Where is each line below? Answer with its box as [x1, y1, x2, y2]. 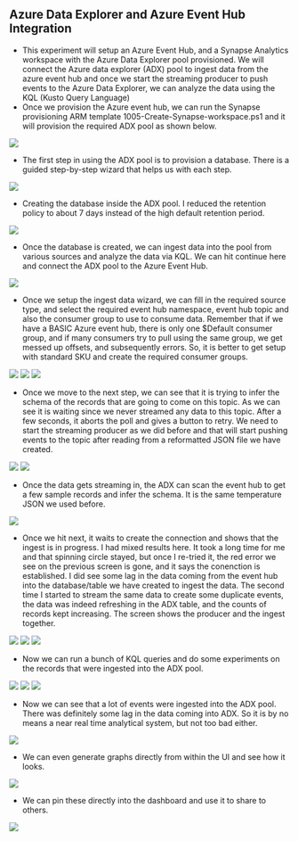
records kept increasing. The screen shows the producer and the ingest [21, 608, 286, 619]
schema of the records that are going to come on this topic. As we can [21, 396, 281, 407]
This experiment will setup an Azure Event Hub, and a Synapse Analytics [21, 45, 289, 55]
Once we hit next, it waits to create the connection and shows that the [21, 532, 278, 543]
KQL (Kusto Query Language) [21, 92, 131, 103]
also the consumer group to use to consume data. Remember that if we [21, 313, 284, 324]
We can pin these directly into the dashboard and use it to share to [21, 795, 267, 805]
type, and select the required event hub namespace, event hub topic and [21, 303, 289, 315]
